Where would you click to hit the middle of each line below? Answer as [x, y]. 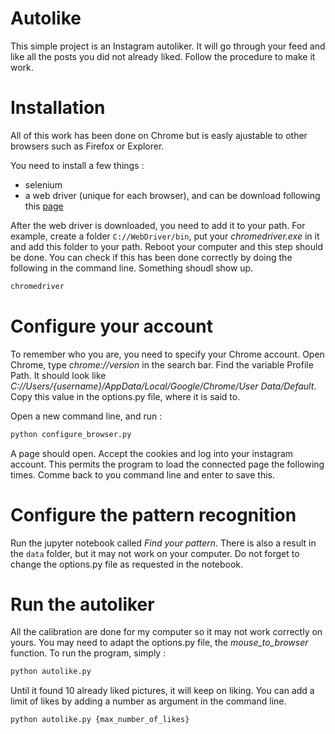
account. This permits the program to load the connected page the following [167, 464]
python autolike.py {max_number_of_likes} [100, 720]
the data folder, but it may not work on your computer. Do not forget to [155, 553]
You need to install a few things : [77, 165]
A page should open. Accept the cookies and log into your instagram [152, 453]
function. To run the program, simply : [88, 653]
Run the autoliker [82, 604]
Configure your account [111, 326]
